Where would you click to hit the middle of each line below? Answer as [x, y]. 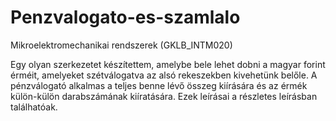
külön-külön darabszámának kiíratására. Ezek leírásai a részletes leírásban [164, 96]
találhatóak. [34, 107]
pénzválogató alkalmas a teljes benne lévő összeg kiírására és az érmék [159, 85]
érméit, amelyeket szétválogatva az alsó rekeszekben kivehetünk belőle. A [164, 75]
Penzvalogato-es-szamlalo [125, 17]
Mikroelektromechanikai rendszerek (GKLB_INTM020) [121, 45]
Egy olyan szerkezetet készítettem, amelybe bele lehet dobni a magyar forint [168, 64]
